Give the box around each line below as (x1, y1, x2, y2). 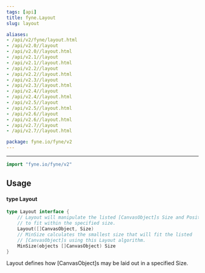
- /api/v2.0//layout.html (6, 48, 72, 55)
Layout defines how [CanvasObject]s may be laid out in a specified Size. (6, 260, 189, 267)
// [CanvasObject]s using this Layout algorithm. (17, 237, 146, 243)
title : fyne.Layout (6, 15, 56, 21)
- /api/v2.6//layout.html (6, 117, 72, 123)
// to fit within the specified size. (17, 220, 116, 227)
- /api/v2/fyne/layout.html (6, 37, 78, 43)
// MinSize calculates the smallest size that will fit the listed (17, 231, 192, 238)
